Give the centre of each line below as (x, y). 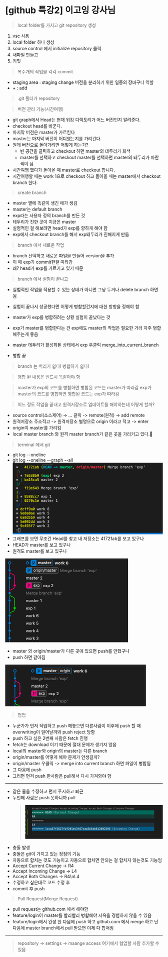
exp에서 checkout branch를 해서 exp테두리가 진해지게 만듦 (71, 234)
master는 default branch (37, 209)
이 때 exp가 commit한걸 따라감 (42, 262)
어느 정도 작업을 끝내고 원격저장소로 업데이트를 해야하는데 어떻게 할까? (86, 404)
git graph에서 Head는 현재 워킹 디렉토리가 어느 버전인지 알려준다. (76, 120)
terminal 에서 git (34, 445)
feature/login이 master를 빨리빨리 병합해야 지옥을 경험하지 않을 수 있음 (82, 915)
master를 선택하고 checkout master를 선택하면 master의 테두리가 (85, 157)
